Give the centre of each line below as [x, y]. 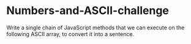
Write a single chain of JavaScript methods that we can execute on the [95, 28]
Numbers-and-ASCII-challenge [88, 11]
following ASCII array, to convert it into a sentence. [70, 34]
